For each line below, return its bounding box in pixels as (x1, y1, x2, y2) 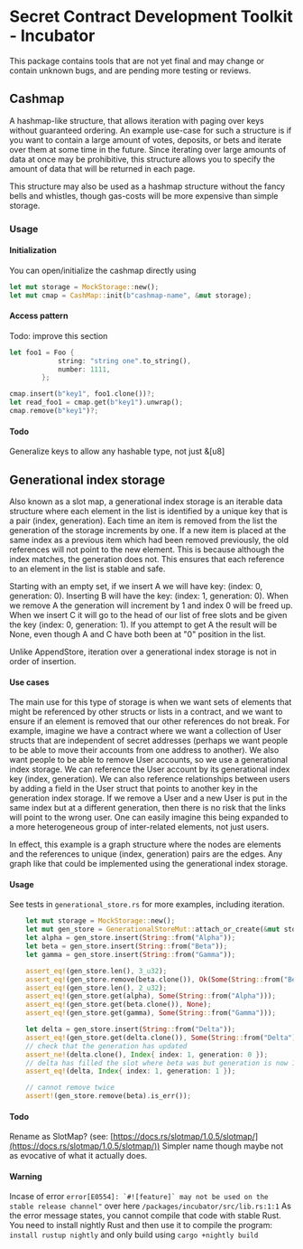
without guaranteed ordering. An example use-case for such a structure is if (9, 125, 292, 136)
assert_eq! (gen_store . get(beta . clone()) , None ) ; (25, 1000, 212, 1010)
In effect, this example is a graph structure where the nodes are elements (9, 839, 282, 850)
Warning (9, 1170, 42, 1181)
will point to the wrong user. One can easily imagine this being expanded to (9, 812, 289, 823)
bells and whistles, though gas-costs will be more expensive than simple (9, 190, 279, 201)
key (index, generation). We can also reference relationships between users (9, 774, 290, 784)
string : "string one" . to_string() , (57, 356, 192, 365)
